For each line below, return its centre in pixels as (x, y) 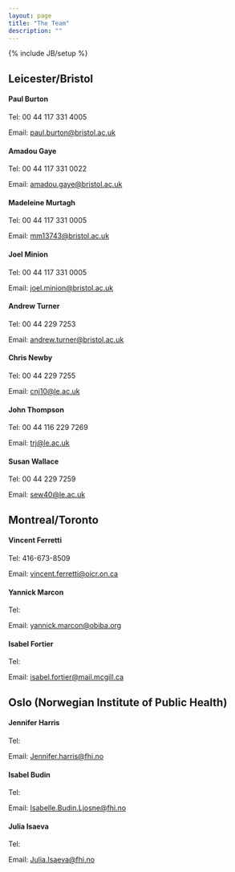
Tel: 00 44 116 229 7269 (48, 428)
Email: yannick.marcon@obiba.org (65, 626)
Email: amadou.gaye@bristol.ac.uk (65, 185)
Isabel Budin (29, 774)
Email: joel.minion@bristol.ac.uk (61, 288)
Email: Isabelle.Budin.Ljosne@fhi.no (67, 808)
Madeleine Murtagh (42, 202)
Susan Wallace (34, 461)
